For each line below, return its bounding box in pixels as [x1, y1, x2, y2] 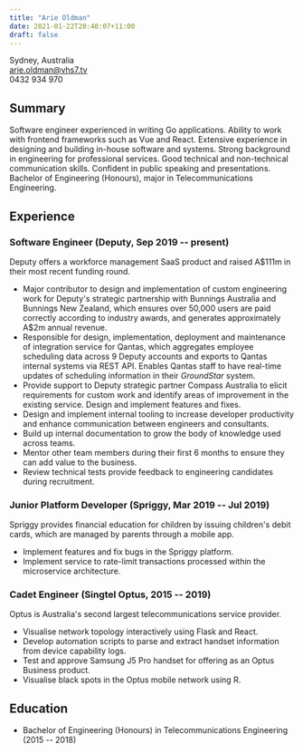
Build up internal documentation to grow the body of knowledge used [22, 428, 282, 439]
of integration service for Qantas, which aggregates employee [22, 341, 254, 352]
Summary [9, 101, 66, 116]
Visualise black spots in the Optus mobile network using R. [22, 674, 241, 685]
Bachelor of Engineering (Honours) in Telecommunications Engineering [22, 725, 289, 736]
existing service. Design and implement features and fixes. [22, 399, 241, 410]
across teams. [22, 437, 76, 449]
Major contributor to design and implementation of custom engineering [22, 283, 288, 294]
